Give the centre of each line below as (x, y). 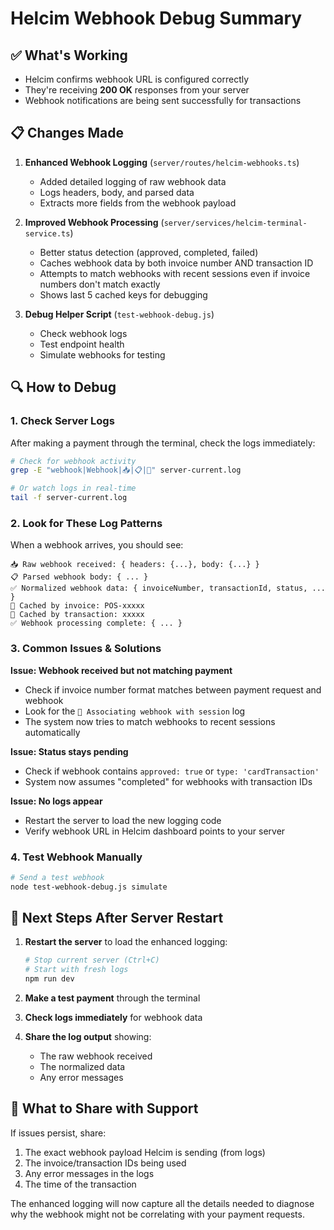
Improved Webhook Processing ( (94, 222)
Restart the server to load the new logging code (123, 820)
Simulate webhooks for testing (102, 354)
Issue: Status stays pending (69, 751)
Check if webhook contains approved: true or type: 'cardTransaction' (172, 771)
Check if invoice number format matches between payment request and (173, 689)
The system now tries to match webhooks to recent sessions (150, 721)
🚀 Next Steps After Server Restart (117, 918)
